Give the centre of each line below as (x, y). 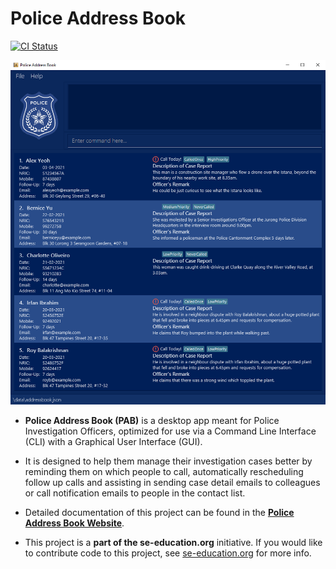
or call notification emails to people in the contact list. (135, 493)
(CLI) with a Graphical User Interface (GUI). (113, 441)
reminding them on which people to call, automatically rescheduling (164, 471)
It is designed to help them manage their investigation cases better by (168, 461)
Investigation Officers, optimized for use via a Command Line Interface (170, 431)
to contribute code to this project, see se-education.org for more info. (168, 553)
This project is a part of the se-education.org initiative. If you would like (173, 542)
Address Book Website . (74, 523)
